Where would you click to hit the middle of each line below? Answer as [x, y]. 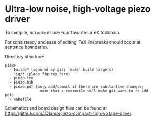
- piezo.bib [22, 82]
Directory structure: [25, 56]
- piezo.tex [22, 78]
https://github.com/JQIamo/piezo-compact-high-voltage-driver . [69, 113]
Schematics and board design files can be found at [56, 108]
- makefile [20, 99]
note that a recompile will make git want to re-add [94, 91]
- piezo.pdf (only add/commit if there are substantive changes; [77, 86]
